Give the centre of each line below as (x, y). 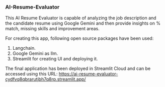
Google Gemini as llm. (35, 53)
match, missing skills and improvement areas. (52, 29)
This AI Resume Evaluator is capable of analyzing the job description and (81, 18)
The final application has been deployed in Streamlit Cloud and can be (78, 68)
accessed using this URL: (31, 74)
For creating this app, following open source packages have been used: (79, 38)
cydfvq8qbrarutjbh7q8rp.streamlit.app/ (46, 79)
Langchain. (24, 48)
